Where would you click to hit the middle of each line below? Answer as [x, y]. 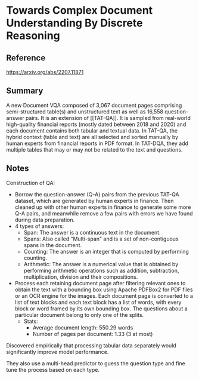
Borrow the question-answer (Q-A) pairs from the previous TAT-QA [97, 194]
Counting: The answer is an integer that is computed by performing [106, 251]
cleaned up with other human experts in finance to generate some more [103, 207]
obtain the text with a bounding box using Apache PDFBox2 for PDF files [104, 289]
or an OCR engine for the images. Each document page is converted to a [104, 295]
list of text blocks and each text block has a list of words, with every [98, 302]
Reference [26, 58]
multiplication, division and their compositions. [81, 277]
